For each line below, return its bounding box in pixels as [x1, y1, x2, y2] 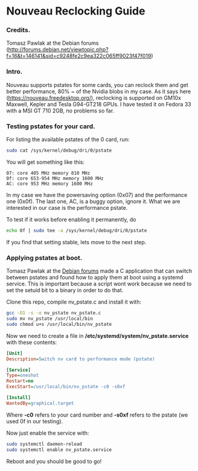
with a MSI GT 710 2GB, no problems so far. [6, 107, 115, 114]
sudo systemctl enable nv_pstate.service [6, 446, 112, 453]
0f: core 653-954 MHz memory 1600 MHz [6, 175, 104, 181]
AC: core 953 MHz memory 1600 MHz [6, 180, 94, 187]
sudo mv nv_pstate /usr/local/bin [6, 316, 94, 322]
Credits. [6, 26, 31, 34]
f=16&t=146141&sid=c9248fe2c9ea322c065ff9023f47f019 [6, 53, 152, 60]
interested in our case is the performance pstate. [6, 204, 128, 211]
